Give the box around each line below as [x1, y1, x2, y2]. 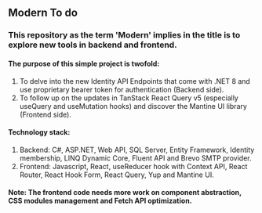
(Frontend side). [19, 110, 72, 119]
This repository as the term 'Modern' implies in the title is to [8, 30, 241, 41]
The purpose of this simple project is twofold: [8, 59, 160, 68]
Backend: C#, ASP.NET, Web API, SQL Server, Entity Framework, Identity [19, 145, 255, 154]
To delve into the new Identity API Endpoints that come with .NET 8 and [19, 76, 251, 85]
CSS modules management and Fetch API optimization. [8, 196, 192, 206]
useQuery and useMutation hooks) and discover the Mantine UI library [19, 101, 247, 110]
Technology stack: [8, 128, 71, 137]
